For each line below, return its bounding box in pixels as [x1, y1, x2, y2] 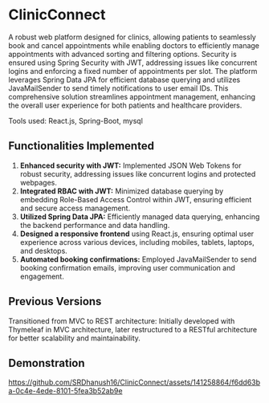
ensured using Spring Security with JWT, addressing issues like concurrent [8, 58, 258, 67]
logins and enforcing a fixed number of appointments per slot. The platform [8, 66, 258, 75]
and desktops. [19, 246, 68, 255]
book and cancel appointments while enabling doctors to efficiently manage [8, 40, 259, 50]
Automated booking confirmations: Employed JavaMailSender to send [19, 254, 257, 264]
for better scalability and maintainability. [8, 333, 141, 343]
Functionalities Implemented [8, 139, 155, 153]
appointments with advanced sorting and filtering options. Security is [8, 49, 237, 59]
